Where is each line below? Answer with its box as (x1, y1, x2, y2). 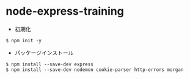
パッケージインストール (14, 49, 74, 56)
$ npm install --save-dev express (5, 61, 94, 67)
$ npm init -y (5, 37, 42, 43)
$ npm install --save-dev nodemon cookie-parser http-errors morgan (5, 66, 184, 73)
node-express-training (5, 4, 125, 18)
